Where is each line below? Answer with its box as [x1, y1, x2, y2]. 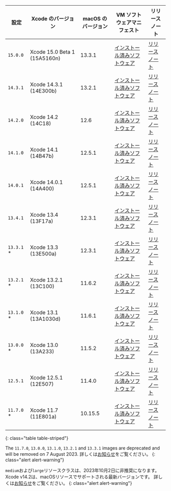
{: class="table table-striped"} [5, 435, 69, 441]
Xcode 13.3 [30, 244, 59, 251]
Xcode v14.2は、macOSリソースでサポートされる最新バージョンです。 [5, 474, 153, 480]
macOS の [82, 15, 107, 22]
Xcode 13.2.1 [30, 276, 63, 283]
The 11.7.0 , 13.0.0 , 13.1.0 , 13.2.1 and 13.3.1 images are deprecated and [5, 445, 160, 451]
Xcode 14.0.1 [30, 179, 63, 185]
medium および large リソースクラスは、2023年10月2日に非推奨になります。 [5, 467, 159, 473]
